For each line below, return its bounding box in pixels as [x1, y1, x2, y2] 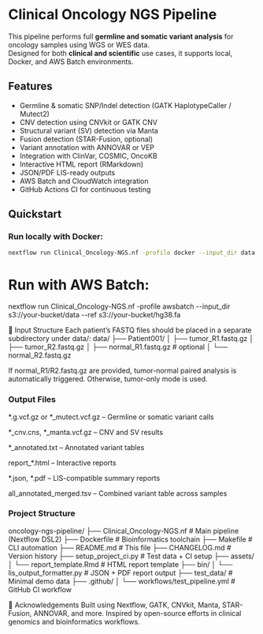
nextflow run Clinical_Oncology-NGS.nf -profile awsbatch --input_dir [8, 302, 231, 311]
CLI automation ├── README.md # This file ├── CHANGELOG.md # [8, 542, 232, 552]
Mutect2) [19, 109, 50, 118]
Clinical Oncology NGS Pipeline [8, 6, 217, 24]
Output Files [8, 394, 57, 405]
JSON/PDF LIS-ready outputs [19, 167, 116, 177]
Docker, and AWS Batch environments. [8, 57, 134, 66]
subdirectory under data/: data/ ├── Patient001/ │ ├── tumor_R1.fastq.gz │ [8, 334, 254, 343]
